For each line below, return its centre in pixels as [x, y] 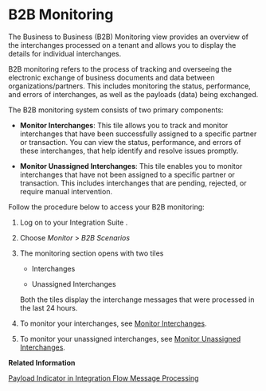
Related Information [42, 362]
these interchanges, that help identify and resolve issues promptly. [129, 151]
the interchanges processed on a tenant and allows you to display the [122, 45]
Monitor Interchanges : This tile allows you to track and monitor [124, 125]
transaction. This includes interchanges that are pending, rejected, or [133, 183]
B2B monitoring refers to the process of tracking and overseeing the [120, 68]
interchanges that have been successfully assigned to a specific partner [138, 134]
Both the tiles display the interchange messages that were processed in [137, 299]
